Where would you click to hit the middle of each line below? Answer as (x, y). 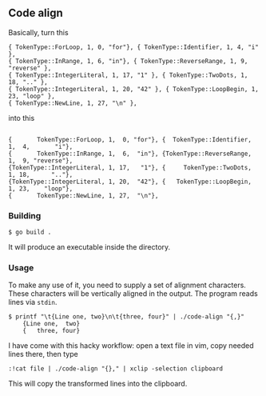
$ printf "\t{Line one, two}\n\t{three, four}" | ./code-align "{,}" (127, 317)
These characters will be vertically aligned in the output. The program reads (133, 294)
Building (25, 215)
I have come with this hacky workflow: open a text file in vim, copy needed (131, 346)
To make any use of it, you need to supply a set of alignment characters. (127, 285)
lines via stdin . (33, 302)
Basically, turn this (39, 32)
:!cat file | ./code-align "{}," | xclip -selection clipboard (116, 369)
